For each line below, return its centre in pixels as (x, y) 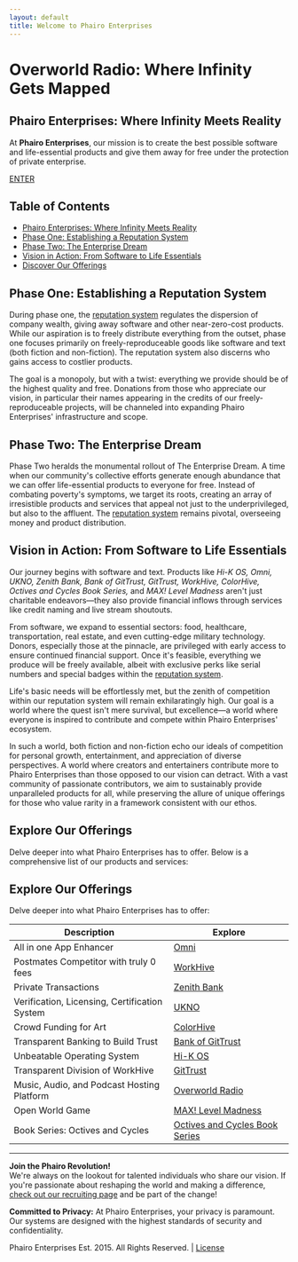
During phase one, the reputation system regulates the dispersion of (134, 315)
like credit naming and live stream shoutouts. (91, 610)
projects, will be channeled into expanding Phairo (155, 407)
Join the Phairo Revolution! (60, 1166)
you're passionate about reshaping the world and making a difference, (137, 1185)
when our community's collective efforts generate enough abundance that (145, 475)
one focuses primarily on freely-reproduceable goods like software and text (147, 343)
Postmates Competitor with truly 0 (85, 962)
